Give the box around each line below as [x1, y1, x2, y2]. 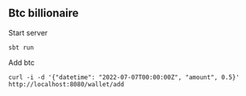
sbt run [8, 44, 35, 52]
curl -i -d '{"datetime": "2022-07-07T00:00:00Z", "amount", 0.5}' [8, 73, 240, 81]
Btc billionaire [8, 6, 79, 20]
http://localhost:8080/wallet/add [8, 80, 125, 88]
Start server [8, 27, 48, 37]
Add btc [8, 57, 35, 67]
